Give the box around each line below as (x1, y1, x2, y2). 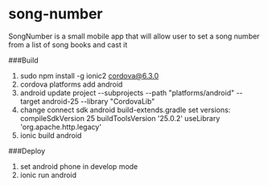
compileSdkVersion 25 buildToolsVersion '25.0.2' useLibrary (19, 113, 221, 123)
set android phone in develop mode (19, 161, 138, 171)
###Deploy (8, 146, 46, 156)
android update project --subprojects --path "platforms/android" (19, 87, 235, 97)
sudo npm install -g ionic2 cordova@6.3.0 (19, 71, 159, 80)
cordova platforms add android (19, 79, 123, 89)
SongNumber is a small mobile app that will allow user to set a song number (8, 31, 260, 41)
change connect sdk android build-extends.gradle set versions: (19, 105, 231, 115)
